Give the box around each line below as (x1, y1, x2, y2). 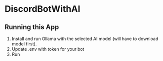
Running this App (4, 23, 59, 31)
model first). (11, 41, 37, 47)
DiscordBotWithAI (4, 3, 81, 15)
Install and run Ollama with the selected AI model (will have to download (11, 36, 159, 41)
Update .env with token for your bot (11, 46, 84, 52)
